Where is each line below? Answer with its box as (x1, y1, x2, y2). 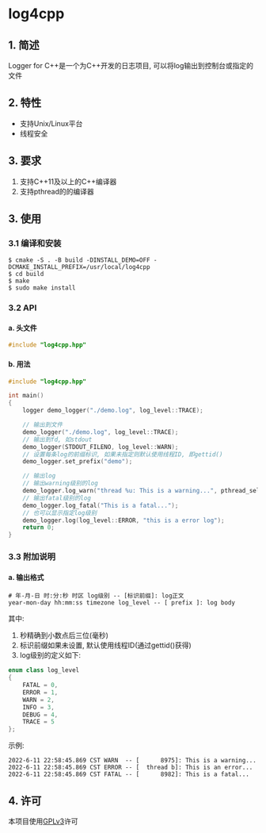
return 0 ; (22, 524, 55, 532)
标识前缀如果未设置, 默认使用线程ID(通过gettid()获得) (19, 640, 192, 651)
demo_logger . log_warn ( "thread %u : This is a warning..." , (22, 487, 218, 495)
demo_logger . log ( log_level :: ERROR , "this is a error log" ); (22, 516, 225, 524)
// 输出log (22, 472, 56, 480)
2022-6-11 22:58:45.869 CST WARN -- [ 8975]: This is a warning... (8, 757, 257, 765)
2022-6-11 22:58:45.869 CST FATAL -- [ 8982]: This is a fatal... (8, 770, 249, 778)
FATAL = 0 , (22, 681, 59, 689)
